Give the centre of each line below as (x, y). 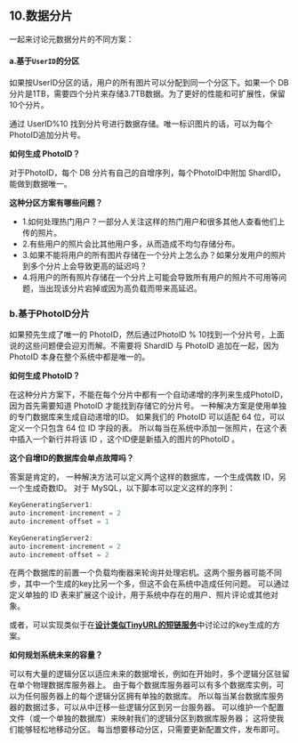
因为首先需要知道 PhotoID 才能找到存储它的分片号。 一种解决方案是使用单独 (148, 406)
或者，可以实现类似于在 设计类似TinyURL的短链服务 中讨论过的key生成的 (141, 625)
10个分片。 (29, 105)
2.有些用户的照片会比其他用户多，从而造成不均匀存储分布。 (131, 244)
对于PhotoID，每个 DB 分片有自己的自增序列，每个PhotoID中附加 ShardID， (148, 173)
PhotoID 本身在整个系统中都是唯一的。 (80, 357)
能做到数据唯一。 (40, 184)
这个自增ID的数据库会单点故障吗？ (72, 458)
